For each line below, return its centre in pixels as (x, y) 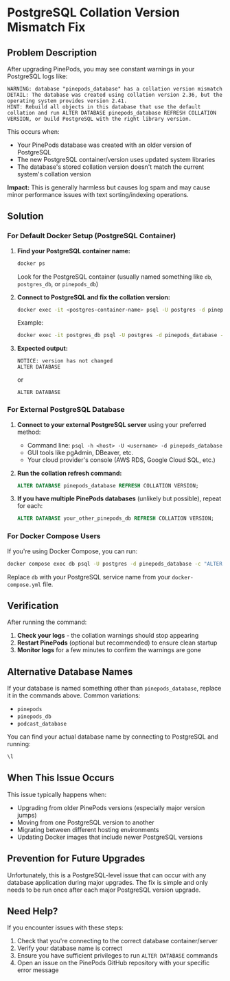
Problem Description (52, 53)
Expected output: (43, 349)
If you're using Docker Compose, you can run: (72, 551)
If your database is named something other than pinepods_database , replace (114, 689)
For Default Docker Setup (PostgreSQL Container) (92, 236)
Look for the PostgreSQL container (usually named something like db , (115, 277)
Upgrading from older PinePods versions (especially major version (111, 807)
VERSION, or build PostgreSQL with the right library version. (100, 119)
